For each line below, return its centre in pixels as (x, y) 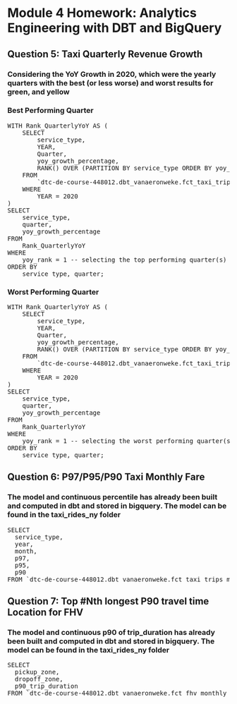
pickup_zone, (37, 672)
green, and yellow (38, 92)
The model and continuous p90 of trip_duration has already (111, 633)
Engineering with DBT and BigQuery (115, 28)
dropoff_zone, (39, 679)
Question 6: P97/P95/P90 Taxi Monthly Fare (106, 477)
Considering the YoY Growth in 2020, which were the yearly (112, 74)
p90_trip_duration (47, 686)
